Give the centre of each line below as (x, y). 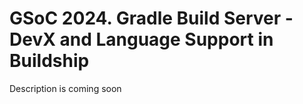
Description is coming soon (65, 88)
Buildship (49, 61)
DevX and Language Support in (141, 39)
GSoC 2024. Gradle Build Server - (151, 18)
